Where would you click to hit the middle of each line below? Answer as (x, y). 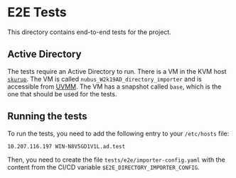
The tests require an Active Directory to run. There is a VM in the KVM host (117, 71)
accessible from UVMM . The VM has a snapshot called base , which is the (114, 87)
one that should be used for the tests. (62, 94)
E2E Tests (37, 12)
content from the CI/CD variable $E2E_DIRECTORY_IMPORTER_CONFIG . (104, 167)
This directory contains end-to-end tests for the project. (90, 32)
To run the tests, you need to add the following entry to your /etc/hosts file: (118, 133)
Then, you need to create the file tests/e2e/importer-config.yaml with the (116, 160)
